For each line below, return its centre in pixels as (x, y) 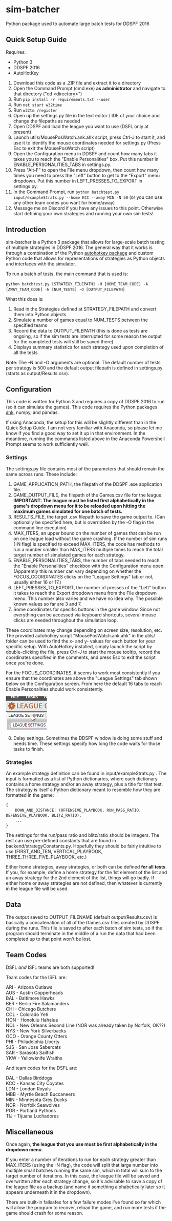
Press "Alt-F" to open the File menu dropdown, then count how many (86, 170)
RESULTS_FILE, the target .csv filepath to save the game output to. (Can (89, 516)
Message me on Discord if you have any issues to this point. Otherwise (88, 208)
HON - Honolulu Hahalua (32, 1020)
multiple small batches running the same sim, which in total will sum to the (84, 1171)
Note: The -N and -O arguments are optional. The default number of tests (83, 362)
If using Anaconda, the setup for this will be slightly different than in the (81, 422)
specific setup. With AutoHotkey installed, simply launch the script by (79, 646)
